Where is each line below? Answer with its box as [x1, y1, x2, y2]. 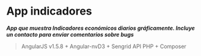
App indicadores [6, 4, 92, 18]
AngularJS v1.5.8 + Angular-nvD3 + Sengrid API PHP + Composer [21, 43, 186, 50]
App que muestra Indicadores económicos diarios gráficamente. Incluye [6, 24, 196, 32]
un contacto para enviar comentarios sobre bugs [6, 30, 134, 38]
